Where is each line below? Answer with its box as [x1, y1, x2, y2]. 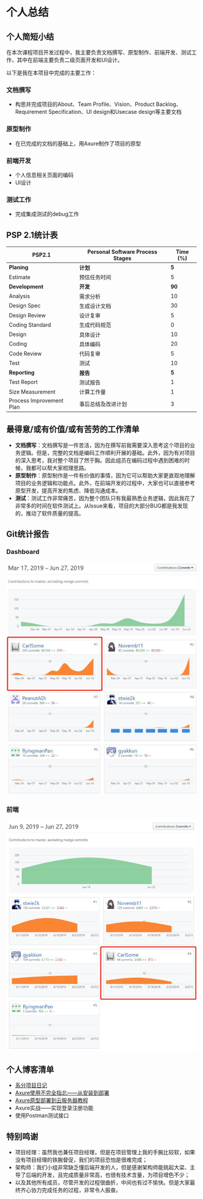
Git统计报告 [6, 529, 50, 539]
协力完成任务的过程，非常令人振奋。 [31, 1186, 121, 1194]
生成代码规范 [79, 322, 112, 329]
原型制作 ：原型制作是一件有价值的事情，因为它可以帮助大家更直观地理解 [14, 472, 195, 479]
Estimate [8, 273, 31, 280]
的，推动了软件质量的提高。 [14, 509, 85, 517]
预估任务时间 [79, 274, 112, 280]
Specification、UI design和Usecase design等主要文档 [48, 108, 182, 116]
